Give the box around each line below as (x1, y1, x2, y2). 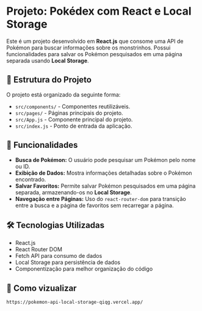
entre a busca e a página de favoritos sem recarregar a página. (15, 202, 174, 209)
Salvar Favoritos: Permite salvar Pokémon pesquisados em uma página (15, 182, 196, 189)
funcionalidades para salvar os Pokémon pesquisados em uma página (6, 50, 182, 57)
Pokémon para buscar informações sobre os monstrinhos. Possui (6, 44, 171, 51)
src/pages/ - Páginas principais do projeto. (15, 109, 123, 117)
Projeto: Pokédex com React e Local (6, 4, 192, 18)
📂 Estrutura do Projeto (6, 75, 92, 85)
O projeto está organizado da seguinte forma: (6, 90, 121, 98)
